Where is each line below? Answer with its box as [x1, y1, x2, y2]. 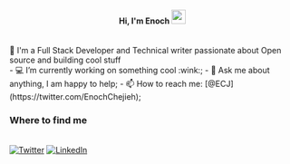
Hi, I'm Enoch [119, 15, 170, 26]
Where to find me [9, 114, 88, 127]
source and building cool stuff [9, 54, 121, 65]
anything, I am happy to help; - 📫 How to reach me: [9, 79, 203, 90]
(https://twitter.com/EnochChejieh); [9, 92, 142, 102]
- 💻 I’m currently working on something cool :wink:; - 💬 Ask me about [9, 65, 270, 76]
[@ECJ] [204, 79, 234, 90]
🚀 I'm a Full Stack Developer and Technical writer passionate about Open [9, 45, 282, 56]
